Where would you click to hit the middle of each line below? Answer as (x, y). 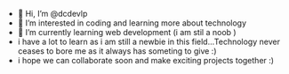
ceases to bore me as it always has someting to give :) (117, 51)
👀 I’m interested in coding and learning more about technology (132, 23)
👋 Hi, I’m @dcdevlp (52, 14)
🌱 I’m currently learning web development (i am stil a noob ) (127, 32)
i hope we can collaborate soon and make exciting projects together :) (145, 60)
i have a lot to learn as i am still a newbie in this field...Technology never (149, 41)
